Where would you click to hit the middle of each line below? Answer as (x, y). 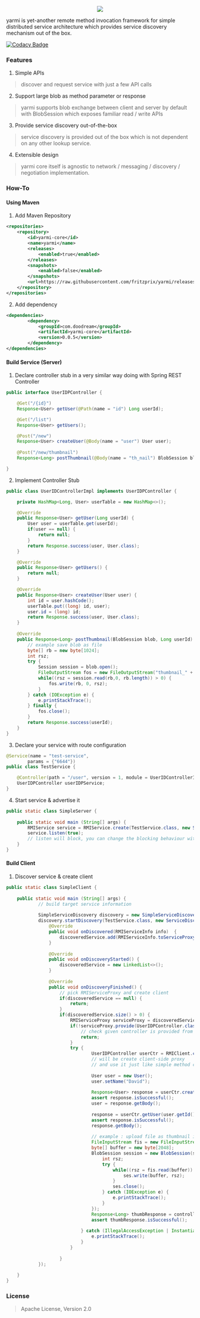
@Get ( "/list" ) (34, 419)
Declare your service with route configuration (71, 745)
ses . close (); (129, 1187)
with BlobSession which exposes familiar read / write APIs (92, 114)
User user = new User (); (122, 1075)
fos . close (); (54, 711)
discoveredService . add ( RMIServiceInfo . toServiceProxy (127, 937)
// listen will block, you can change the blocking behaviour (106, 839)
